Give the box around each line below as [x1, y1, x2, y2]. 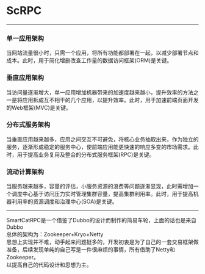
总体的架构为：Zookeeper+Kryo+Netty [6, 231, 104, 238]
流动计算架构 [6, 167, 45, 176]
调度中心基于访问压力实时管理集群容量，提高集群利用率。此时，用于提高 [11, 190, 193, 198]
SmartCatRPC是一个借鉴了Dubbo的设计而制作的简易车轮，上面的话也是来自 [6, 217, 196, 224]
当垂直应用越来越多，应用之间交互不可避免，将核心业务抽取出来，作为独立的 [6, 135, 199, 143]
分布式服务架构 [6, 120, 51, 129]
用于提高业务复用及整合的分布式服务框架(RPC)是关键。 [16, 151, 155, 158]
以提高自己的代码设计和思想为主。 [6, 261, 92, 269]
